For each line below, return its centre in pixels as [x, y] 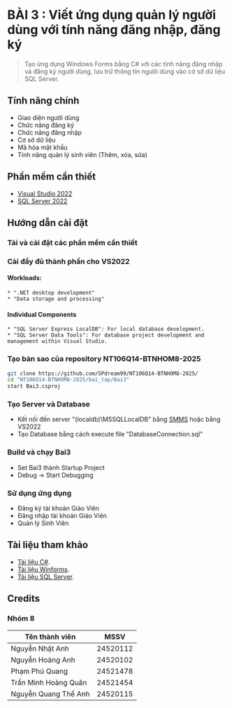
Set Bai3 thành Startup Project [61, 467]
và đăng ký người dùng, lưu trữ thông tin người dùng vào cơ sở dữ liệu [125, 71]
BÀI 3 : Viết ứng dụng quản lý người [112, 15]
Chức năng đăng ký [46, 125]
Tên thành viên [50, 637]
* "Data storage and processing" [56, 299]
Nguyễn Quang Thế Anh [50, 693]
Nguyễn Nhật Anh [40, 648]
